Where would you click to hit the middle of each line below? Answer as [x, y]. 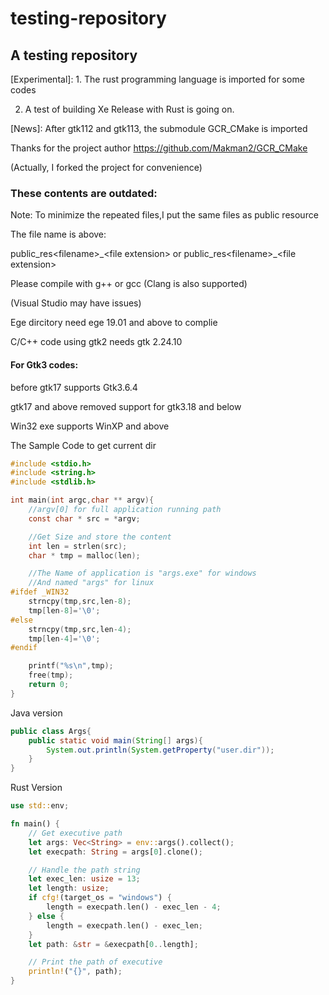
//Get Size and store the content [100, 537]
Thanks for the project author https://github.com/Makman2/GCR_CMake [159, 148]
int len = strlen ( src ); [78, 546]
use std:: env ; [40, 806]
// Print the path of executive [95, 962]
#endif [24, 648]
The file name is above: [58, 234]
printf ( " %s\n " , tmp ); [71, 666]
